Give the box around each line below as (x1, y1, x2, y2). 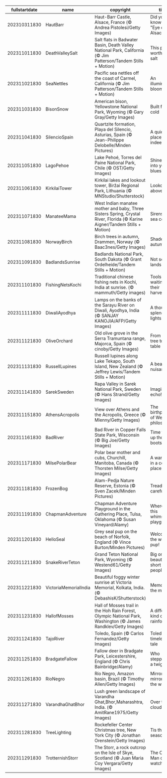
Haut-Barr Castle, (94, 13, 131, 20)
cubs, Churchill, (94, 455, 127, 461)
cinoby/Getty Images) (94, 346, 139, 352)
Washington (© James (94, 618, 141, 624)
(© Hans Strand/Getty (94, 392, 140, 398)
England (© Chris (94, 658, 130, 664)
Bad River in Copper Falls (94, 427, 146, 433)
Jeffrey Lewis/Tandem (94, 369, 141, 374)
